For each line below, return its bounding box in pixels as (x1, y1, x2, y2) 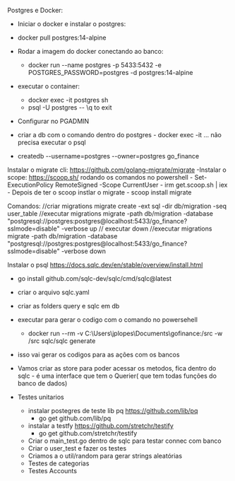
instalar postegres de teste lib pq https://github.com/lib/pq (28, 407, 198, 415)
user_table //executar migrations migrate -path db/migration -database (7, 209, 214, 218)
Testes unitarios (17, 393, 65, 401)
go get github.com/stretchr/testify (38, 429, 138, 437)
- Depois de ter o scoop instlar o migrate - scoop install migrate (7, 188, 192, 197)
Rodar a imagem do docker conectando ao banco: (17, 47, 164, 55)
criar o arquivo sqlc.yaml (17, 288, 90, 296)
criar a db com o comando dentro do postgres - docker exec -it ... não (17, 131, 222, 139)
